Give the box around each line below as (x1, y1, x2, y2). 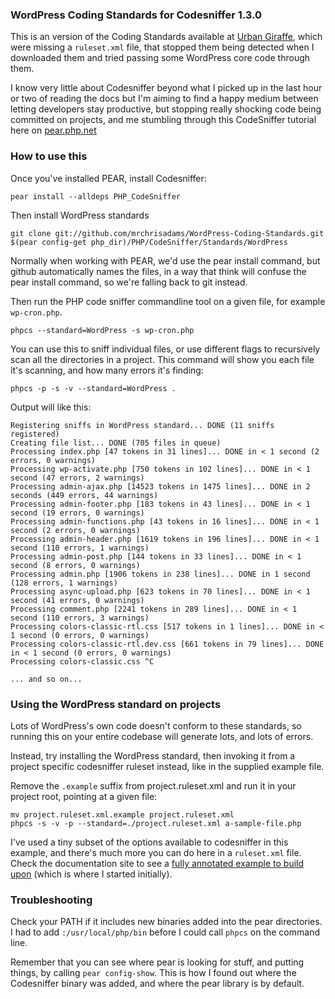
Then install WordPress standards (10, 209, 150, 221)
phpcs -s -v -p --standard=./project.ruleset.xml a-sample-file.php (10, 818, 302, 828)
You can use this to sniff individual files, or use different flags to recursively (10, 343, 321, 355)
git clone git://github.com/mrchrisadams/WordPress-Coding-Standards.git (10, 228, 325, 238)
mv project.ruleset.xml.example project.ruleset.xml (10, 809, 235, 820)
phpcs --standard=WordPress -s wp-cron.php (10, 325, 195, 335)
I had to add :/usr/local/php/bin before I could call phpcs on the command (10, 926, 320, 938)
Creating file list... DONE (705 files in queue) (10, 438, 222, 448)
